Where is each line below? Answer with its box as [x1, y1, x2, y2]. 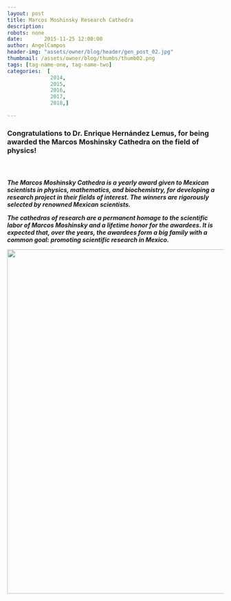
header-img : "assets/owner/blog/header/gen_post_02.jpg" [7, 49, 174, 56]
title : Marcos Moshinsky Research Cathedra [7, 17, 134, 23]
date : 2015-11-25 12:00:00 [7, 36, 103, 43]
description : [7, 23, 45, 30]
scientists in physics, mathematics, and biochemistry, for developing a [7, 185, 215, 193]
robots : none [7, 29, 45, 36]
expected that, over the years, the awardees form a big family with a [7, 228, 208, 236]
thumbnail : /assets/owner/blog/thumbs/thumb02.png [7, 55, 155, 62]
